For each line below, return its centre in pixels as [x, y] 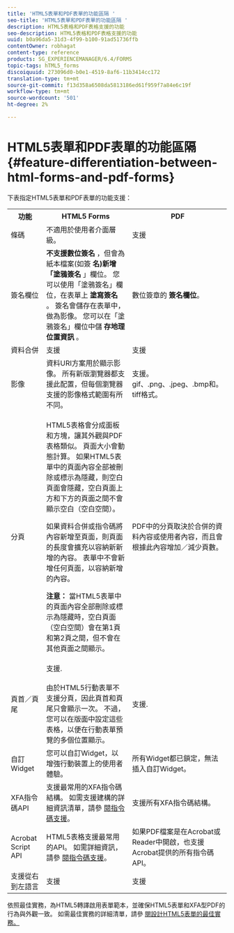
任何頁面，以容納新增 [88, 568]
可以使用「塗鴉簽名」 [81, 285]
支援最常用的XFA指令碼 [84, 787]
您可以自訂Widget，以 [83, 753]
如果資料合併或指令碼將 [85, 526]
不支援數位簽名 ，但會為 [86, 253]
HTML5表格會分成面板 [83, 425]
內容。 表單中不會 [89, 558]
